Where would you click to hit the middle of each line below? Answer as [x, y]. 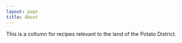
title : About [22, 17]
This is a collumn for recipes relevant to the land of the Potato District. [91, 34]
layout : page [22, 11]
